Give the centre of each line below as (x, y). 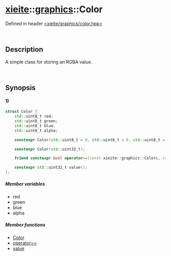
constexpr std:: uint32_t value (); (51, 168)
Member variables (25, 184)
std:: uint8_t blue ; (35, 126)
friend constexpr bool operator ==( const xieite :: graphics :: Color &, (87, 158)
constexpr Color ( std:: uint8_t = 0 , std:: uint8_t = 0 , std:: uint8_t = (90, 140)
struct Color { (21, 112)
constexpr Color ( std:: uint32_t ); (50, 149)
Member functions (25, 225)
